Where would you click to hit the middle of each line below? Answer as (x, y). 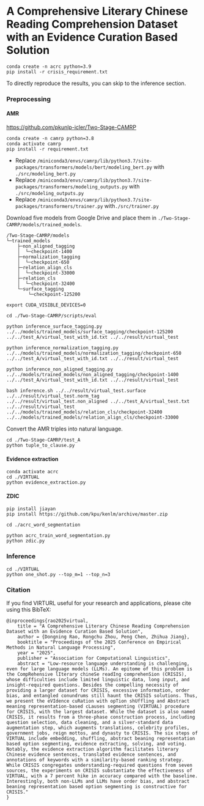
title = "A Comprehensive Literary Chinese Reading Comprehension (104, 626)
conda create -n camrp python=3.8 (50, 139)
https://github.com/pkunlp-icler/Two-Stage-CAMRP (71, 127)
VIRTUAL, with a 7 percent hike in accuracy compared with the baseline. (102, 776)
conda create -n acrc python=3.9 (49, 66)
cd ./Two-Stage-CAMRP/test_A (43, 440)
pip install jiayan (31, 509)
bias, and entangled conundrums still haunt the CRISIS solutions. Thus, (102, 696)
